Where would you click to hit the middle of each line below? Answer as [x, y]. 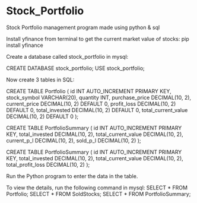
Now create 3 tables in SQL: [40, 80]
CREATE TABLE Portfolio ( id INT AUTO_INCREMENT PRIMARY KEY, [89, 91]
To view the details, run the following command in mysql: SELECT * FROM [97, 188]
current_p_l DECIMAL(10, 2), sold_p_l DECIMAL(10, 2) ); [74, 140]
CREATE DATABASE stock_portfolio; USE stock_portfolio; [76, 68]
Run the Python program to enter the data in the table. [72, 176]
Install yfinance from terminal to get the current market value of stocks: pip [98, 39]
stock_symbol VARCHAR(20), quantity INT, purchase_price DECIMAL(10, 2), [99, 97]
